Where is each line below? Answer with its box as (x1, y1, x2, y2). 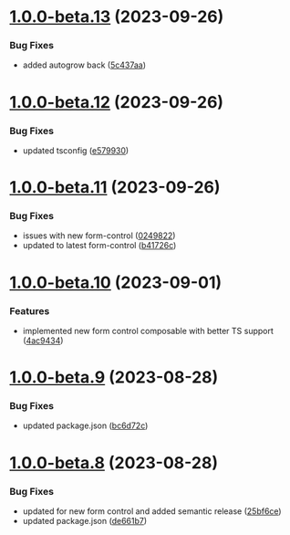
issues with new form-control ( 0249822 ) (22, 230, 176, 241)
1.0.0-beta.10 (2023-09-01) (9, 272, 223, 293)
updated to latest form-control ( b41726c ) (22, 240, 177, 251)
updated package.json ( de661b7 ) (22, 515, 148, 526)
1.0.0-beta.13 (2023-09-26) (9, 6, 224, 27)
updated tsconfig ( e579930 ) (22, 144, 129, 156)
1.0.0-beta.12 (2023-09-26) (9, 91, 224, 112)
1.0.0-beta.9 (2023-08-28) (9, 367, 219, 388)
